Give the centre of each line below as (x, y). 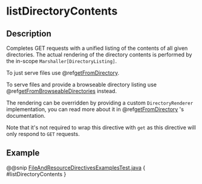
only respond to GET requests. (43, 134)
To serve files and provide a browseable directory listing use (82, 84)
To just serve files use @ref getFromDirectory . (63, 73)
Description (29, 34)
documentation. (26, 116)
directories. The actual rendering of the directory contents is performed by (99, 55)
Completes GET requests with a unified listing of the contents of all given (97, 48)
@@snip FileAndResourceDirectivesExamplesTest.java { (76, 168)
